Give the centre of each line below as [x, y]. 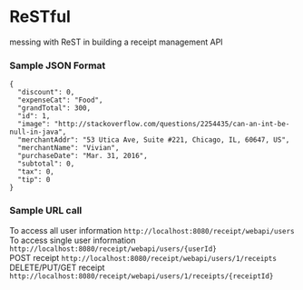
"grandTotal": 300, [54, 108]
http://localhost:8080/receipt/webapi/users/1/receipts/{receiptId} [142, 276]
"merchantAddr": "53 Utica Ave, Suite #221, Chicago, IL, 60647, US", [154, 140]
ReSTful [40, 17]
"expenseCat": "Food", [60, 100]
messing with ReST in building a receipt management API [117, 42]
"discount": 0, [46, 93]
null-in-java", [38, 132]
